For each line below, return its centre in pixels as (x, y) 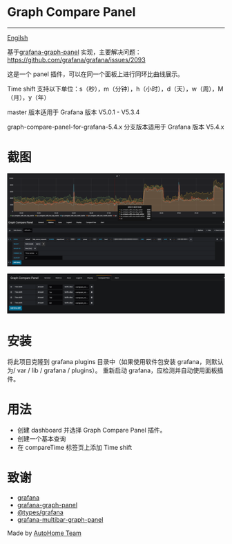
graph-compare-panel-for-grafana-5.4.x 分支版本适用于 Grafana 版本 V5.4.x (116, 127)
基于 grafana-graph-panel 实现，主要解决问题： (74, 52)
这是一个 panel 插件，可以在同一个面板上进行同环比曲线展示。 (96, 74)
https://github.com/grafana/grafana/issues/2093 (77, 60)
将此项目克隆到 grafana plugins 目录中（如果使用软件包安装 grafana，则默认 (115, 361)
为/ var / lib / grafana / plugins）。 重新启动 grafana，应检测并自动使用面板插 (115, 370)
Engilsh (18, 37)
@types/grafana (40, 512)
